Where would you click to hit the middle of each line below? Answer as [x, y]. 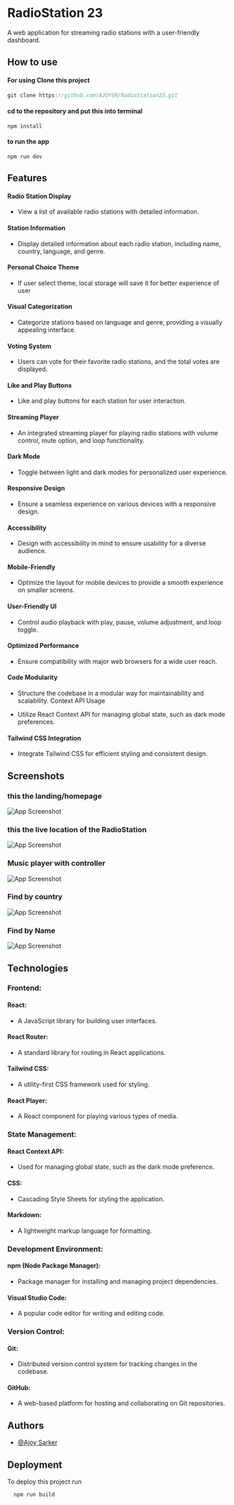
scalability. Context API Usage [61, 701]
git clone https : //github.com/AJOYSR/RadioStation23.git [93, 95]
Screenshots [36, 776]
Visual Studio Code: [37, 1298]
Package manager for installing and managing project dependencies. [118, 1281]
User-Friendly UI [32, 606]
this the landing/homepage [55, 796]
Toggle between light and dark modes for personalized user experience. [122, 472]
